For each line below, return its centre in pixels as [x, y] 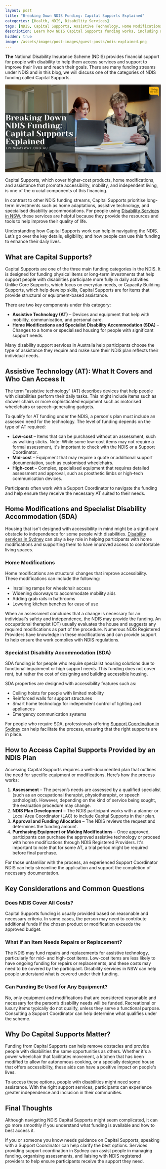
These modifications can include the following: [53, 579]
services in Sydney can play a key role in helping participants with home [79, 539]
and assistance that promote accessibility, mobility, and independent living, [82, 185]
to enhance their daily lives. [33, 241]
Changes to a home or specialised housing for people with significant [83, 330]
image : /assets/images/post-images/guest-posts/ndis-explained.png [76, 42]
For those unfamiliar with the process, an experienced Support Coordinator [82, 862]
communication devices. [37, 478]
